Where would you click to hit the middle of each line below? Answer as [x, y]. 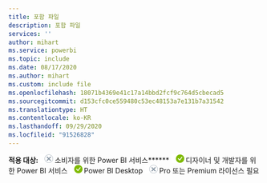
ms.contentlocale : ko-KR [50, 118]
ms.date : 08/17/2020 [43, 68]
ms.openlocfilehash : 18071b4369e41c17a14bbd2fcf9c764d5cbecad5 [116, 93]
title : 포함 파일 [34, 17]
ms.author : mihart [39, 76]
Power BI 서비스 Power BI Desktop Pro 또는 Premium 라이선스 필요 [138, 170]
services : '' [30, 34]
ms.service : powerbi [43, 51]
